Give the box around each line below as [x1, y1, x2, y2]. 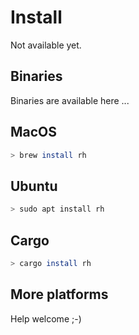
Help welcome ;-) [10, 312, 82, 325]
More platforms [10, 286, 109, 303]
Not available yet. [10, 39, 82, 51]
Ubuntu [10, 177, 58, 195]
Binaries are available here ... [10, 94, 130, 106]
